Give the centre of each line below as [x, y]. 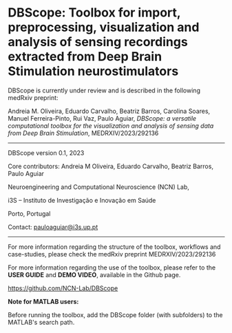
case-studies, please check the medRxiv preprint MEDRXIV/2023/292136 [112, 254]
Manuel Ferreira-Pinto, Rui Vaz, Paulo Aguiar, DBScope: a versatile [102, 118]
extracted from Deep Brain [85, 57]
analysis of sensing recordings [98, 42]
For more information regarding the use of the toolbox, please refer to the [112, 268]
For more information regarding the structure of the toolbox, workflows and [114, 247]
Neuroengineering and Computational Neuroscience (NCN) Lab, [99, 187]
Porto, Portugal [29, 213]
